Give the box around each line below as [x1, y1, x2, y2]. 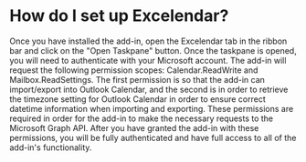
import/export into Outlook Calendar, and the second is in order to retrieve [9, 84, 289, 95]
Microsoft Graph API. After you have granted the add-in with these [9, 122, 259, 133]
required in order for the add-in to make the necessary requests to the [9, 113, 274, 124]
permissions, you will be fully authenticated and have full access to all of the [9, 132, 297, 143]
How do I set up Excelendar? [9, 5, 229, 26]
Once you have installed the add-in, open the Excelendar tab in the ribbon [9, 35, 288, 46]
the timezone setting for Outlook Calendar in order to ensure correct [9, 93, 267, 105]
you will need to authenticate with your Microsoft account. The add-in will [9, 55, 287, 66]
